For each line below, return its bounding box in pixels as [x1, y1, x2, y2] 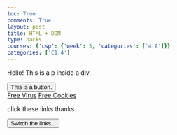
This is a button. [10, 83, 52, 91]
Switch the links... [10, 120, 56, 127]
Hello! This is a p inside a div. [7, 68, 91, 77]
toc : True [7, 10, 36, 17]
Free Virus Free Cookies [7, 91, 77, 99]
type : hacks [7, 36, 42, 43]
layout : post [7, 23, 45, 30]
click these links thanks [7, 104, 75, 113]
